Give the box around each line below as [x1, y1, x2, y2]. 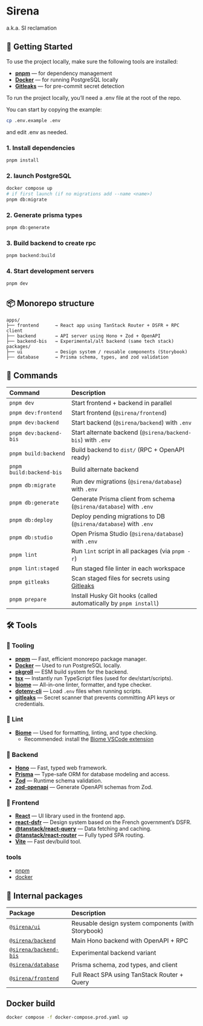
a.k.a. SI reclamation [6, 24, 57, 31]
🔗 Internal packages [6, 891, 83, 901]
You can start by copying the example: [6, 106, 102, 113]
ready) [71, 453, 91, 461]
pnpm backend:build [6, 253, 56, 259]
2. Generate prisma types [6, 210, 83, 219]
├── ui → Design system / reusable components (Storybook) [6, 349, 188, 355]
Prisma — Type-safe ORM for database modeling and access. [14, 771, 170, 778]
